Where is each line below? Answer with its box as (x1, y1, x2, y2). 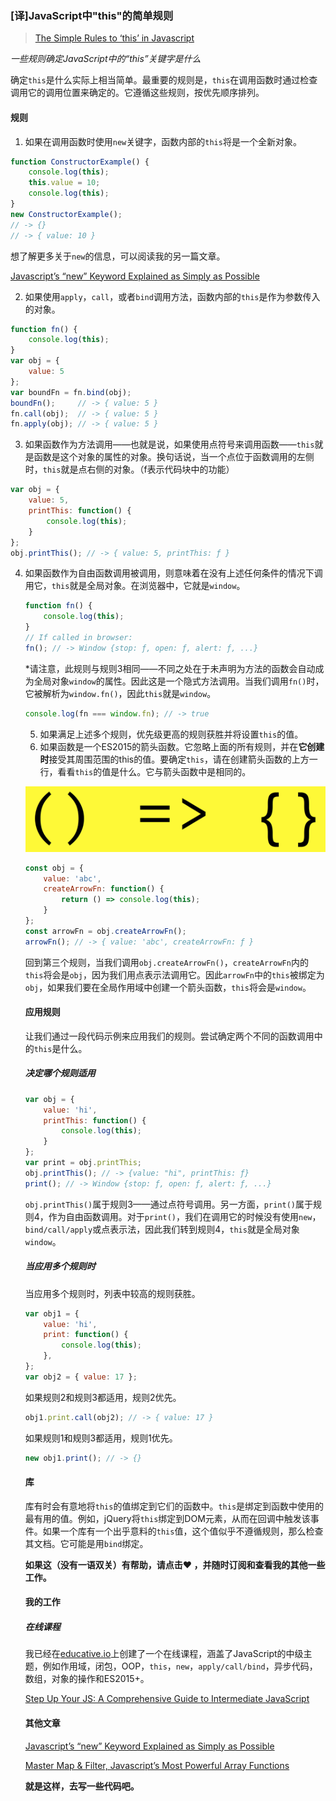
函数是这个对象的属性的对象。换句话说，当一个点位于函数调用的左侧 (33, 451, 315, 463)
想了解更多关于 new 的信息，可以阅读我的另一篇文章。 (10, 250, 226, 262)
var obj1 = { (24, 1308, 80, 1319)
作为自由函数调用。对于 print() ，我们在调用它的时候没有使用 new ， (48, 1210, 322, 1222)
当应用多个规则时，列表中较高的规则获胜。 (24, 1287, 201, 1299)
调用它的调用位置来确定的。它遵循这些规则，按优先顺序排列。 (10, 87, 265, 99)
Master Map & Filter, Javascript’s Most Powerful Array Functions (24, 1759, 290, 1771)
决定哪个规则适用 (24, 1067, 96, 1079)
